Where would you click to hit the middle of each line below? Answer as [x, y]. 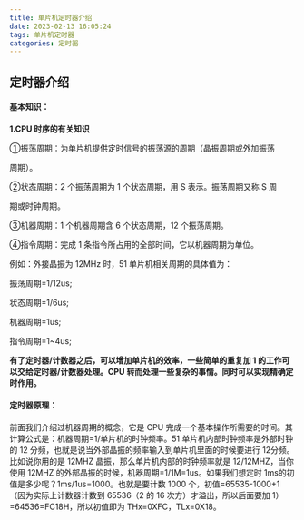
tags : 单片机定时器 [42, 34]
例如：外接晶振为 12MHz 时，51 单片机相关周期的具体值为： [121, 263]
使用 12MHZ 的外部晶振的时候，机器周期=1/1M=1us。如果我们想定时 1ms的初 [152, 473]
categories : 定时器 [44, 43]
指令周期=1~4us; [41, 340]
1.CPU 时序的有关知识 [50, 129]
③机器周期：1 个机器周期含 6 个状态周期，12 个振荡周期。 [119, 225]
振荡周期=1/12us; [41, 283]
